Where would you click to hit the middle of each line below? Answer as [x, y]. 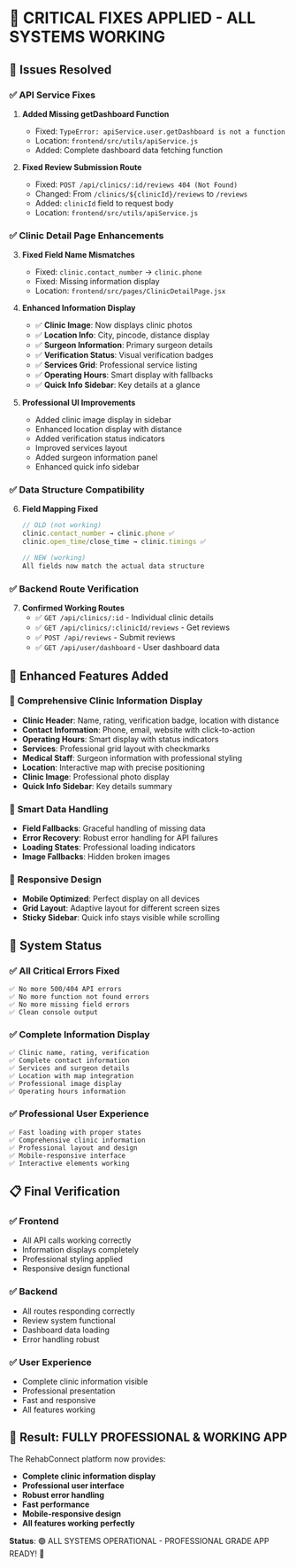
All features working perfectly [78, 1523]
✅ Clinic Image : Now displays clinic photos [114, 325]
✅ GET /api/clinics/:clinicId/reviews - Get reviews [133, 627]
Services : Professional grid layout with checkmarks [116, 749]
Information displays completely [80, 1250]
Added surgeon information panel [96, 458]
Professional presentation [68, 1391]
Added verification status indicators [100, 439]
